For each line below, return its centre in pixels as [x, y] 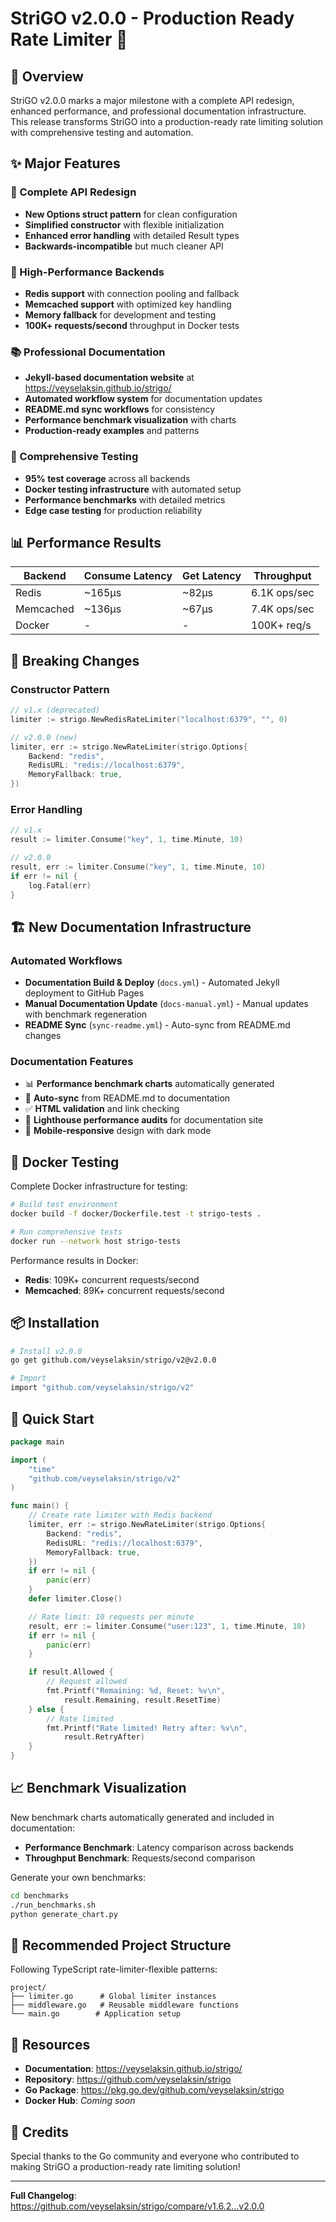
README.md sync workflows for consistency [120, 409]
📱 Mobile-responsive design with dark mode [118, 1131]
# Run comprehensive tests [66, 1232]
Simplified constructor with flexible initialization [124, 224]
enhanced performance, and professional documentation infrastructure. [158, 111]
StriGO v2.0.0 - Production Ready [152, 18]
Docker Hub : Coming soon [80, 2101]
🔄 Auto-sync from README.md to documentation [127, 1098]
